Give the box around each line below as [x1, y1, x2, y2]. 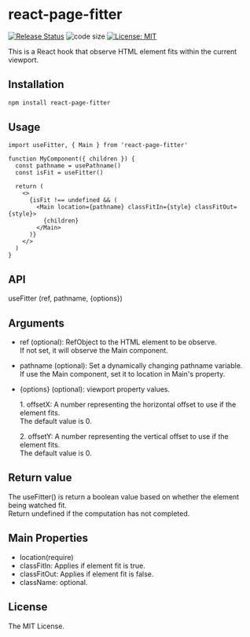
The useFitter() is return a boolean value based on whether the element [8, 492, 240, 501]
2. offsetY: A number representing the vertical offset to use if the [19, 432, 230, 441]
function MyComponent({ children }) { [8, 155, 135, 163]
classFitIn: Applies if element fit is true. [19, 561, 145, 570]
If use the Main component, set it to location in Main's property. [19, 370, 226, 379]
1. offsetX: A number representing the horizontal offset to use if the [19, 400, 237, 410]
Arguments [8, 316, 65, 330]
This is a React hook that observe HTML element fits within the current [8, 46, 237, 56]
